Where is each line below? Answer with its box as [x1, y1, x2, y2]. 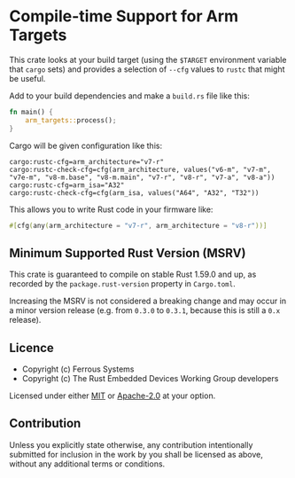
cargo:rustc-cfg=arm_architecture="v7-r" [9, 157, 165, 166]
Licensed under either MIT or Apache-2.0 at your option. [9, 390, 216, 401]
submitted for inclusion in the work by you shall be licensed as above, [9, 449, 263, 459]
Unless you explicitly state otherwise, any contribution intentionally [9, 439, 253, 450]
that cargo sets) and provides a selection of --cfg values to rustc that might [9, 64, 285, 74]
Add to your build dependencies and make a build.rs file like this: [9, 90, 250, 101]
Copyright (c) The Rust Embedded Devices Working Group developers [21, 373, 279, 384]
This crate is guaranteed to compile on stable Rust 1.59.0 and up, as [9, 269, 257, 280]
